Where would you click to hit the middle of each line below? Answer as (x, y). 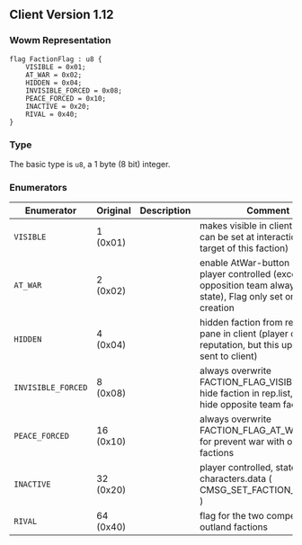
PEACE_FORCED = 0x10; (66, 98)
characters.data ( (235, 478)
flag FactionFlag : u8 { (56, 59)
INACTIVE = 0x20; (58, 106)
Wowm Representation (60, 40)
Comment (268, 210)
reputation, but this (239, 345)
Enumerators (38, 187)
